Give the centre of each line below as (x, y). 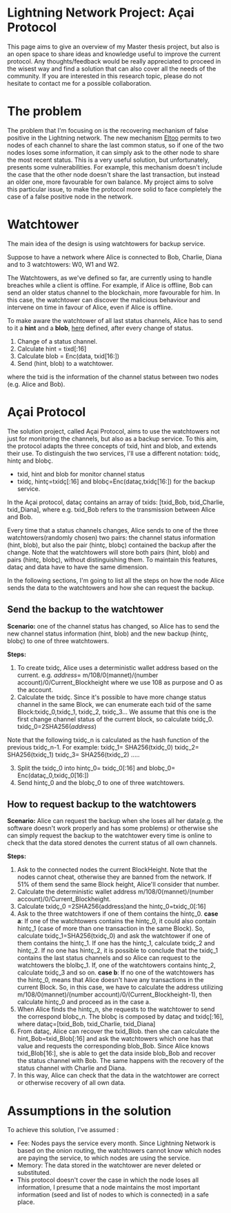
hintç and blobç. (30, 461)
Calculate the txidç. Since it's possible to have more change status (112, 697)
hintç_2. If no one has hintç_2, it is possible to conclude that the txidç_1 (118, 951)
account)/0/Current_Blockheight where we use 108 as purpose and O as (120, 682)
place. (26, 1202)
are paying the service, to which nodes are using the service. (104, 1158)
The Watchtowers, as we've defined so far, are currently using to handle (110, 277)
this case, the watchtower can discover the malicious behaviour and (104, 299)
